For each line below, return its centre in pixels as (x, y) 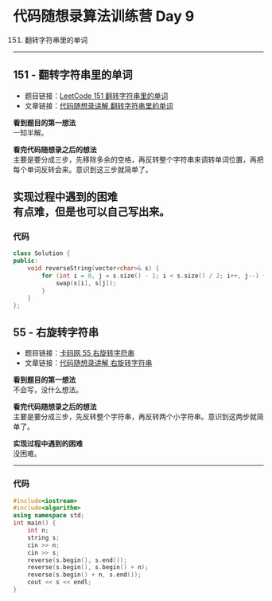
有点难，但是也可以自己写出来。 (91, 212)
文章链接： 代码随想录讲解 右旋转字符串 (88, 363)
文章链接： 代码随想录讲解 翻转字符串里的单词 (99, 105)
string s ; (44, 538)
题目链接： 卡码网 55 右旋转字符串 (80, 353)
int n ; (38, 531)
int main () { (35, 523)
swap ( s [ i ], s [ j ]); (86, 283)
